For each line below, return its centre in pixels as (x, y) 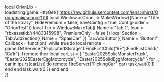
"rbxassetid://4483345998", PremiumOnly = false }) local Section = (73, 33)
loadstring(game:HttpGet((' (32, 12)
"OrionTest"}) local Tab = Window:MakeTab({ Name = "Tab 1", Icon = (74, 28)
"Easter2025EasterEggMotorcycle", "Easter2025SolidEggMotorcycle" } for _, (82, 59)
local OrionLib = (21, 7)
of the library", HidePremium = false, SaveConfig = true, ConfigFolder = (77, 22)
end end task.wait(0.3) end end (37, 69)
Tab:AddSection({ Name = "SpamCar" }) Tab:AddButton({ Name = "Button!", (82, 38)
